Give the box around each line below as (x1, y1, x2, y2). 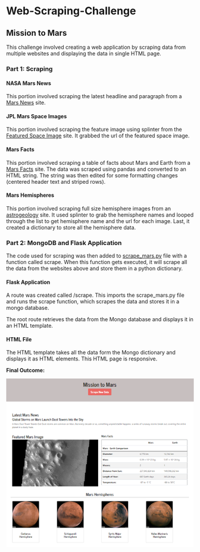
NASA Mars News (6, 79, 52, 87)
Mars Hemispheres (6, 192, 55, 199)
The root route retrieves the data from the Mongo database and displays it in (6, 316, 193, 323)
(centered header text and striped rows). (6, 178, 106, 185)
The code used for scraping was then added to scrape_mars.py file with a (6, 252, 187, 259)
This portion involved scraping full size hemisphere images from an (6, 205, 171, 212)
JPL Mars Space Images (6, 112, 67, 120)
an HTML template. (6, 322, 54, 330)
